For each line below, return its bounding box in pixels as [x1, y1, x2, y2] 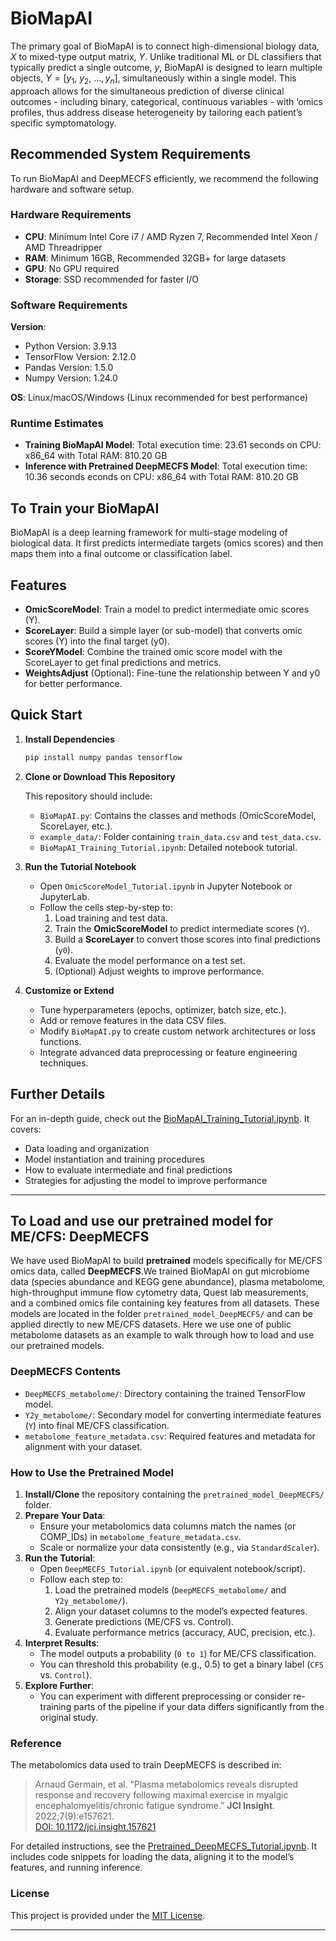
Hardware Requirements [10, 208, 132, 222]
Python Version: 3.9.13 [24, 340, 117, 352]
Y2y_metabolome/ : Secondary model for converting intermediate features [24, 1408, 322, 1421]
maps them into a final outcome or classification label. [10, 548, 233, 560]
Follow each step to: [39, 1573, 123, 1585]
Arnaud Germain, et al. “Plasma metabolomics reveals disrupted [34, 1778, 299, 1791]
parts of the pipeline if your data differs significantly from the [73, 1700, 325, 1712]
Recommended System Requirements [10, 146, 252, 163]
